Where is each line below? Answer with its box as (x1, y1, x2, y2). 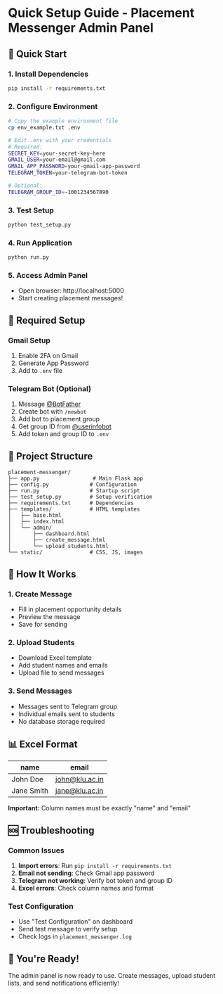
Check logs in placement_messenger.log (18, 932, 133, 941)
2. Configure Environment (8, 101, 98, 111)
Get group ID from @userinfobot (18, 422, 111, 431)
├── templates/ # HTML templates (8, 506, 140, 513)
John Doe (11, 775, 44, 784)
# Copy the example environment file (8, 117, 119, 125)
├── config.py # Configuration (8, 481, 137, 488)
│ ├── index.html (8, 518, 65, 525)
